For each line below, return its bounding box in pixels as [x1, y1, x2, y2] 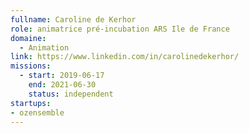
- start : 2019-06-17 [19, 71, 105, 81]
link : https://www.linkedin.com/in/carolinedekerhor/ [10, 52, 240, 62]
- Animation [19, 42, 70, 53]
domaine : [10, 33, 47, 43]
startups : [10, 98, 52, 108]
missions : [10, 61, 52, 71]
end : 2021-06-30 [28, 80, 97, 90]
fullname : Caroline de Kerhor [10, 14, 137, 25]
